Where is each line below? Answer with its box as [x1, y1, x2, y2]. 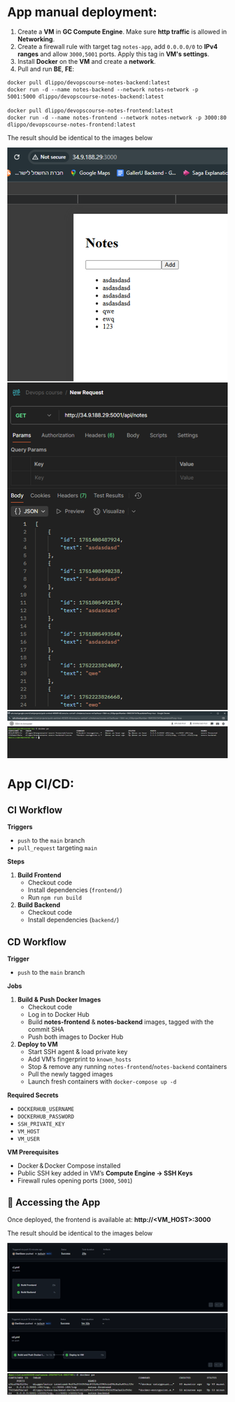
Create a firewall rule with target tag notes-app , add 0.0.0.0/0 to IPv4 [17, 42, 218, 50]
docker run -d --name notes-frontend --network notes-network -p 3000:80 [7, 114, 227, 121]
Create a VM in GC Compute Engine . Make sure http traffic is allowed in [17, 27, 227, 36]
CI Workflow [7, 804, 63, 816]
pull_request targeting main [17, 844, 98, 852]
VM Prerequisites [7, 1148, 59, 1157]
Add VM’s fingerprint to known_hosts [27, 1055, 131, 1063]
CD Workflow [7, 936, 66, 948]
